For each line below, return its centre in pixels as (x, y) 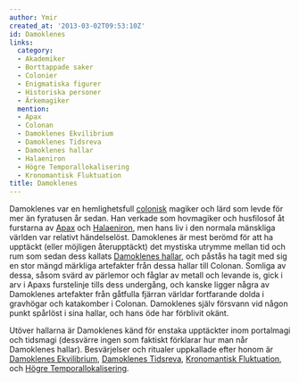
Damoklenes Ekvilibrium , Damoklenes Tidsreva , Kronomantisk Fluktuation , (146, 359)
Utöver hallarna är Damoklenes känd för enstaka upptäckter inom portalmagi (150, 330)
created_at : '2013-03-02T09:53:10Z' (77, 26)
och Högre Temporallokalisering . (69, 369)
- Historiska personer (59, 92)
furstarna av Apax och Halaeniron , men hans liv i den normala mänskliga (142, 228)
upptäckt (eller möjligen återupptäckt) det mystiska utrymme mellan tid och (147, 247)
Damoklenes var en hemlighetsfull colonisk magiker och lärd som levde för (146, 209)
